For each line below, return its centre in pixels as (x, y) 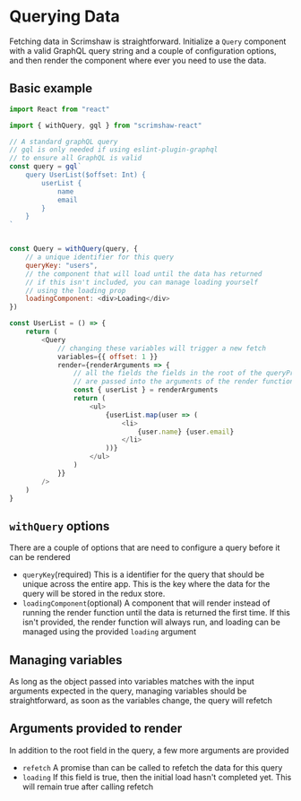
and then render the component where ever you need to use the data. (138, 60)
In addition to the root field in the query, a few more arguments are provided (149, 750)
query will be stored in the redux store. (94, 594)
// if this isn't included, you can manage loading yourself (142, 282)
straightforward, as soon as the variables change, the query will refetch (141, 700)
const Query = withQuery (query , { (74, 249)
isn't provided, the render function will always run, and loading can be (151, 622)
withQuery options (60, 526)
